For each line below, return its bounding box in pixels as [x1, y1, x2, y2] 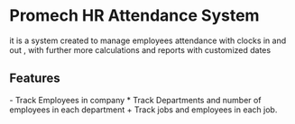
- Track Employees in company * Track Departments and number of [9, 94, 262, 105]
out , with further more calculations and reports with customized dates [9, 44, 272, 55]
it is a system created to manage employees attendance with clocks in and [9, 35, 287, 46]
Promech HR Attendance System [9, 5, 260, 26]
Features [9, 71, 60, 86]
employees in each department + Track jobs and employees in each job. [9, 104, 278, 115]
